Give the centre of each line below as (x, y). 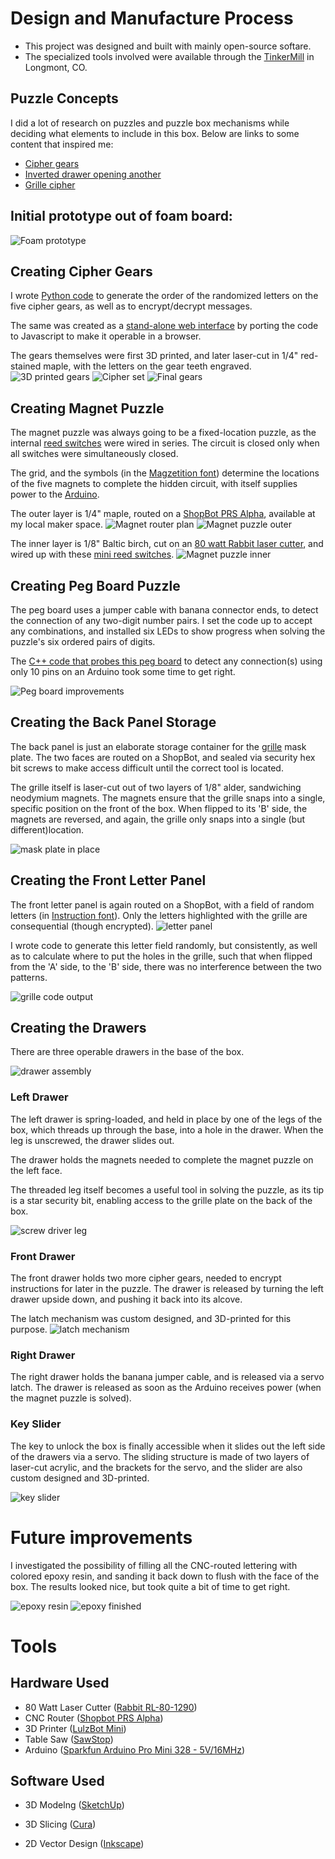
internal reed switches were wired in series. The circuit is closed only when (165, 443)
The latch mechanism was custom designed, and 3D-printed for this (151, 1319)
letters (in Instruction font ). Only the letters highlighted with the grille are (159, 915)
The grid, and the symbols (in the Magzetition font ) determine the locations (165, 473)
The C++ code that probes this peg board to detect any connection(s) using (166, 661)
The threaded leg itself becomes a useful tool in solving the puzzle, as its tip (167, 1189)
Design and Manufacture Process (152, 18)
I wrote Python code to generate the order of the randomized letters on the (164, 296)
